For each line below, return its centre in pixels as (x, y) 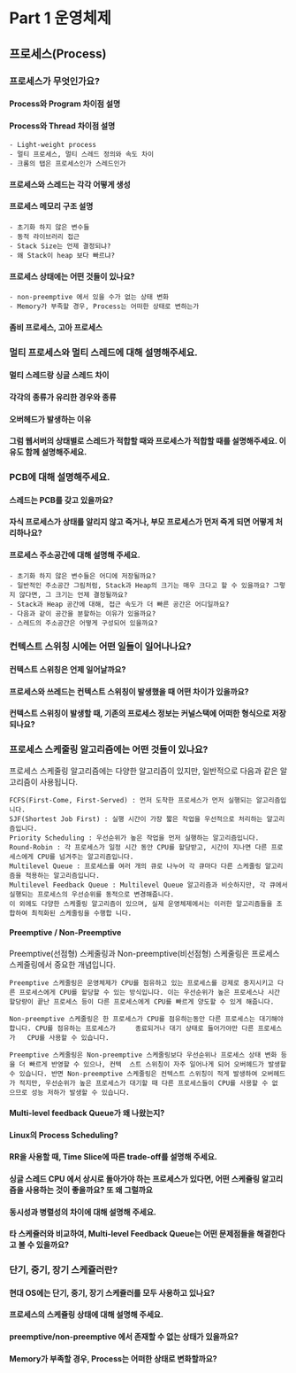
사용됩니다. (58, 781)
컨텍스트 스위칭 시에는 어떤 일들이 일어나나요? (100, 647)
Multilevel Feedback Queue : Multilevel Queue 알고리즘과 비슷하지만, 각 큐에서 (148, 885)
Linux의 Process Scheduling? (64, 1135)
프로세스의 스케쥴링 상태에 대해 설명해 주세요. (86, 1315)
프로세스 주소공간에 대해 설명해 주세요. (75, 555)
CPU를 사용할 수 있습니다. (68, 1037)
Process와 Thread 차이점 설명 (62, 126)
